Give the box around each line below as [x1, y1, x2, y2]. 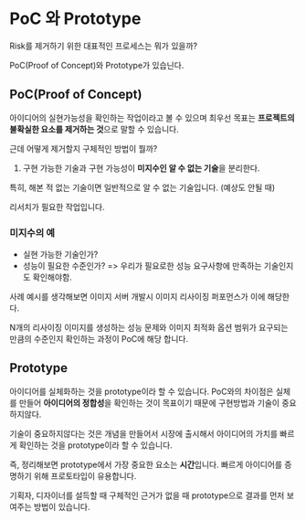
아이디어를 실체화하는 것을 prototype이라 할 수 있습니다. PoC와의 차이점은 [9, 386, 274, 397]
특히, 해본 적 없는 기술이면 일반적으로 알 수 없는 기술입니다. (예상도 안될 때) [9, 182, 276, 193]
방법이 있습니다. [33, 501, 90, 512]
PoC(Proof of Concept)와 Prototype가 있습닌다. [9, 59, 185, 70]
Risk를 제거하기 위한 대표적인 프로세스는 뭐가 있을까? [9, 40, 198, 51]
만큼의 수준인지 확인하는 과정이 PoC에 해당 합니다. [9, 334, 189, 345]
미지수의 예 [9, 226, 56, 239]
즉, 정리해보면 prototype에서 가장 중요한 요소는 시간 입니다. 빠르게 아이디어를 [9, 459, 283, 470]
